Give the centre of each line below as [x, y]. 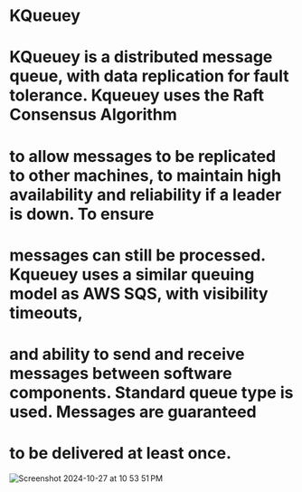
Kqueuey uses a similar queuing [132, 274]
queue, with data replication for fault [149, 76]
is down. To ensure [82, 214]
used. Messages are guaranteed [133, 412]
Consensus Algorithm [94, 115]
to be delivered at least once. [121, 454]
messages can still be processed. [137, 255]
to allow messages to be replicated [143, 156]
